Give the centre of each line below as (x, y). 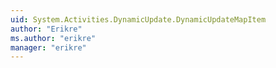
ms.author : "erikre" (53, 38)
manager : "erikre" (48, 47)
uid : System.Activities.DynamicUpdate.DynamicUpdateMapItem (138, 19)
